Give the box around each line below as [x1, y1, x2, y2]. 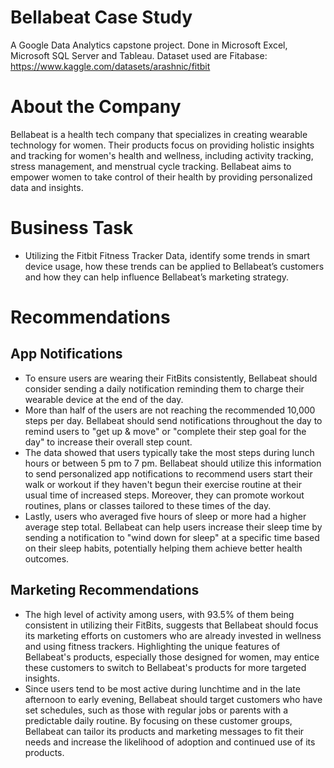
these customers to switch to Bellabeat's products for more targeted [24, 661, 307, 673]
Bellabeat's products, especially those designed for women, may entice [24, 651, 320, 663]
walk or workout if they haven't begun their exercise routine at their [24, 478, 302, 490]
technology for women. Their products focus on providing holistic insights [10, 139, 315, 151]
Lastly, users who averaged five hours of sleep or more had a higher [24, 510, 307, 522]
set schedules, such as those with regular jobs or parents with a [24, 704, 289, 716]
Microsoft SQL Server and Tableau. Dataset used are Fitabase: [10, 49, 268, 61]
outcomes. [24, 552, 70, 565]
